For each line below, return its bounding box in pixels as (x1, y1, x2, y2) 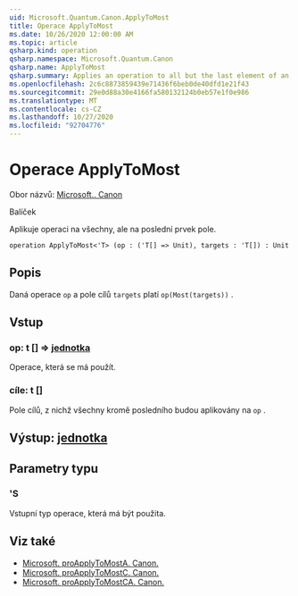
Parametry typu (9, 461, 98, 476)
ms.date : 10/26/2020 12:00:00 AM (9, 29, 134, 38)
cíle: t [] (9, 384, 43, 397)
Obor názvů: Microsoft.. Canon (9, 189, 123, 199)
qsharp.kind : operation (9, 46, 98, 55)
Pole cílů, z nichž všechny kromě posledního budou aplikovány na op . (9, 404, 266, 416)
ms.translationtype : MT (9, 96, 98, 105)
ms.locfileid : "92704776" (9, 122, 105, 130)
